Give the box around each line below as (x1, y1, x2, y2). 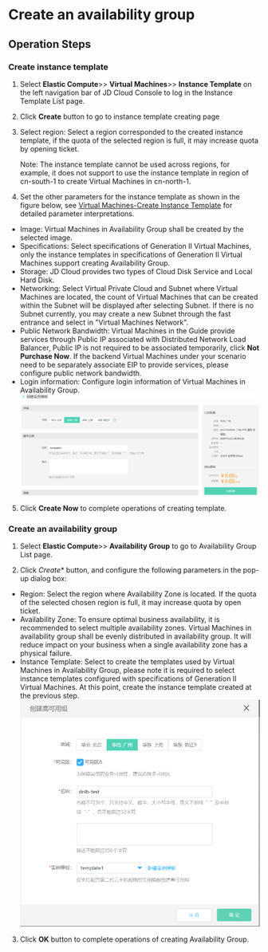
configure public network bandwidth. (19, 368, 142, 378)
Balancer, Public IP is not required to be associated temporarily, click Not (19, 343, 260, 352)
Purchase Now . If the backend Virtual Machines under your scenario (19, 351, 246, 360)
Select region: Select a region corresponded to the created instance (19, 127, 243, 136)
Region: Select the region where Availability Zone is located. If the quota (19, 589, 257, 599)
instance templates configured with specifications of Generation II (19, 674, 237, 683)
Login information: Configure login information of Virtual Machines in (19, 376, 246, 386)
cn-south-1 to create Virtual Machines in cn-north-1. (19, 176, 191, 186)
